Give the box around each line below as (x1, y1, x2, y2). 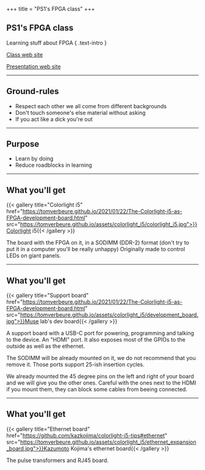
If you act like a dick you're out (15, 116, 93, 123)
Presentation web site (6, 62, 61, 70)
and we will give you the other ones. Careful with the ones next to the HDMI (6, 379, 196, 387)
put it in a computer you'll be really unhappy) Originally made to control (6, 246, 185, 253)
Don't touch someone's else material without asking (15, 109, 146, 116)
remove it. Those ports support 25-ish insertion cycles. (6, 361, 145, 369)
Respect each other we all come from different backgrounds (15, 102, 167, 109)
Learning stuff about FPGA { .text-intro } (6, 39, 107, 46)
